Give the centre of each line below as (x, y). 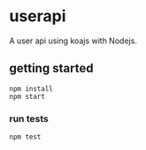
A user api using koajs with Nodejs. (73, 41)
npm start (27, 96)
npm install (31, 89)
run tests (29, 118)
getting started (51, 68)
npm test (25, 137)
